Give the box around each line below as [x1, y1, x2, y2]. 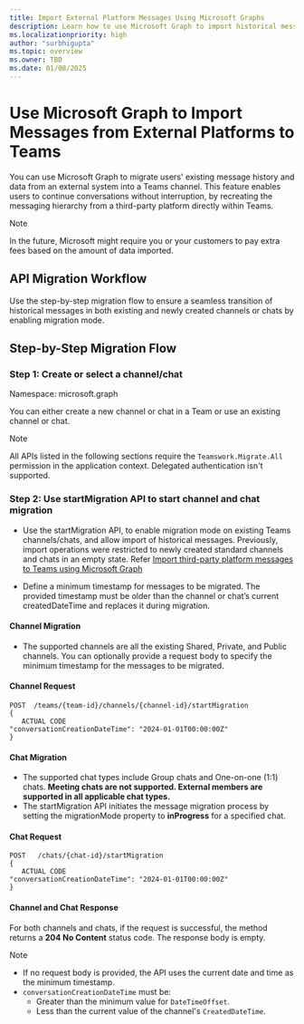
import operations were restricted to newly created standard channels [22, 544, 283, 555]
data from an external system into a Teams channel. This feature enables [9, 180, 281, 191]
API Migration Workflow [9, 271, 147, 286]
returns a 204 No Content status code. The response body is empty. [9, 932, 266, 942]
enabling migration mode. [9, 314, 105, 325]
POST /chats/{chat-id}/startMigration [9, 851, 165, 861]
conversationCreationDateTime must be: [22, 986, 172, 997]
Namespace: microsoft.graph [9, 389, 119, 400]
